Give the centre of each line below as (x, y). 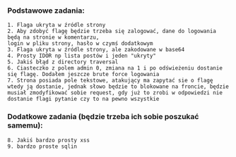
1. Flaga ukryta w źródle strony (57, 25)
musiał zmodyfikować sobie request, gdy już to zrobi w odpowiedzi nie (115, 93)
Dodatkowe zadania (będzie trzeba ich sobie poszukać (103, 117)
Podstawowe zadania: (46, 11)
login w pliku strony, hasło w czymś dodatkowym (80, 44)
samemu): (25, 125)
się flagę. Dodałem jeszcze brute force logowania (83, 75)
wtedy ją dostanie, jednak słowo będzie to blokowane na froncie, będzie (118, 87)
